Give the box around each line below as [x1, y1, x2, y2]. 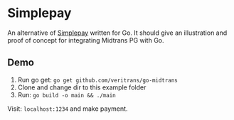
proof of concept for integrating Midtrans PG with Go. [7, 36, 165, 44]
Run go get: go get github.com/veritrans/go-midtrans [17, 75, 178, 84]
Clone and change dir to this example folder [17, 83, 147, 92]
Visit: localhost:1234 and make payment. [7, 104, 128, 113]
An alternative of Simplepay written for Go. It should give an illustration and [7, 28, 228, 37]
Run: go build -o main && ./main [17, 90, 116, 99]
